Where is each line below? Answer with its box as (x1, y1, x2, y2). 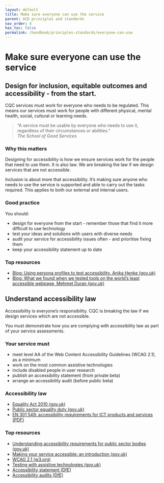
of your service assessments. (5, 328, 65, 334)
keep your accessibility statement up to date (12, 246, 102, 252)
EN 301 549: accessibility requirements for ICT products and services (12, 412, 153, 418)
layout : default (5, 7, 38, 12)
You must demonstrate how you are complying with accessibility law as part (5, 322, 159, 328)
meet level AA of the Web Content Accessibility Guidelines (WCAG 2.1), (12, 352, 156, 357)
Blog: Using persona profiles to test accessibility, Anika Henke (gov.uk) (12, 270, 156, 276)
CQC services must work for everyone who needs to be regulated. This (5, 102, 149, 108)
